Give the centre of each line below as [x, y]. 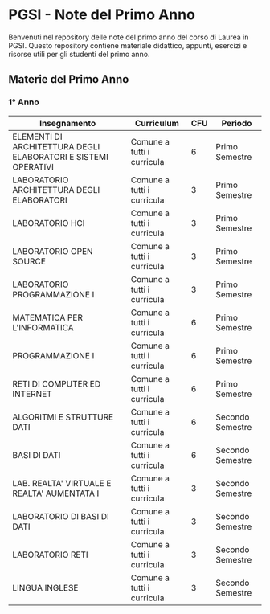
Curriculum [157, 123]
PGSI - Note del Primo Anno [102, 15]
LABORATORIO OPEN [53, 251]
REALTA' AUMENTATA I [56, 493]
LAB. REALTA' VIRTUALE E [62, 483]
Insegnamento [67, 123]
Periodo [237, 123]
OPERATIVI [33, 166]
